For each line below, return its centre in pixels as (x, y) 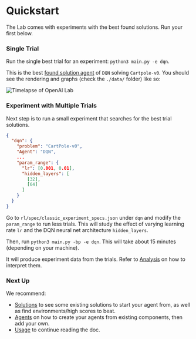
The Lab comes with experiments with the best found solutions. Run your (94, 27)
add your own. (32, 324)
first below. (20, 33)
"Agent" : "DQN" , (37, 152)
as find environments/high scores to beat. (65, 311)
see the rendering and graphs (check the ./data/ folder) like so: (83, 79)
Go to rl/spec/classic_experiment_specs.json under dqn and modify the (93, 217)
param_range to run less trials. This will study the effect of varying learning (95, 224)
